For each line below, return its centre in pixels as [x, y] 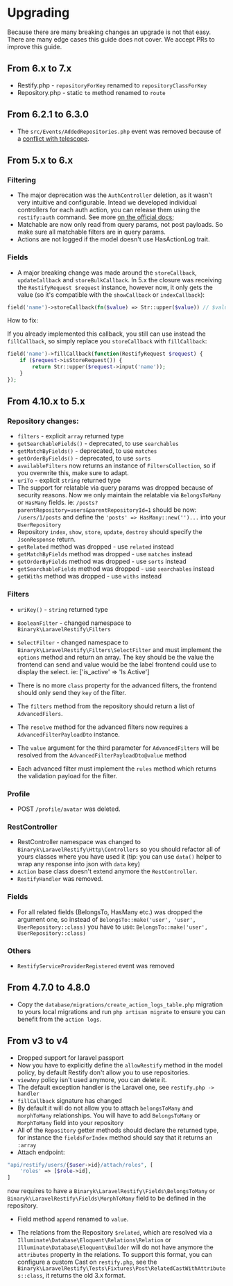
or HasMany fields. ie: [46, 503]
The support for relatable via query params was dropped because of [115, 488]
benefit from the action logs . [59, 1019]
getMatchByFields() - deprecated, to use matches [87, 451]
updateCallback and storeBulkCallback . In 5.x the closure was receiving [119, 280]
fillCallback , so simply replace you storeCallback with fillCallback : [107, 341]
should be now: [174, 510]
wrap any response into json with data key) [79, 864]
